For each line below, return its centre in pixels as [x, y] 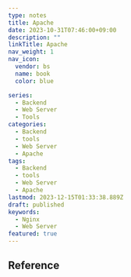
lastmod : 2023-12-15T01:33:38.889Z [66, 197]
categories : [27, 125]
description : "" [34, 37]
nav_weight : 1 [31, 52]
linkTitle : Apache [38, 45]
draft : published [36, 205]
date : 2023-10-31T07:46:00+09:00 [62, 30]
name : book [33, 74]
